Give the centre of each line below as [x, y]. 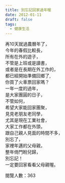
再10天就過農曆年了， [27, 44]
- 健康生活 [20, 29]
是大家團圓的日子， [25, 95]
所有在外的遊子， [23, 57]
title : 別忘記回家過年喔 [28, 10]
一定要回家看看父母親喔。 [32, 165]
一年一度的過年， [23, 88]
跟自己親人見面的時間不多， [34, 133]
